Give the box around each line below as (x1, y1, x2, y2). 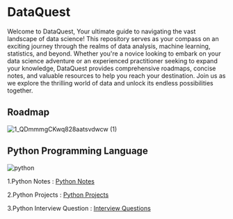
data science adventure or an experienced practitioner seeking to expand (7, 56, 218, 65)
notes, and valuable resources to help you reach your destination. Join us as (7, 71, 226, 80)
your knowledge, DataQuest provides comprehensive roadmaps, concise (7, 64, 216, 72)
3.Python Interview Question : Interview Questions (7, 204, 151, 212)
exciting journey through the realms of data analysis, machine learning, (7, 42, 211, 50)
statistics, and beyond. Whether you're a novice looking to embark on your (7, 49, 221, 58)
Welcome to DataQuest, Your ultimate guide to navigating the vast (7, 27, 196, 35)
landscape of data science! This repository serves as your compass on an (7, 34, 219, 42)
